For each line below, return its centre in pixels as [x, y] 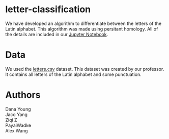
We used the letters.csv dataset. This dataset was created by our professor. [85, 69]
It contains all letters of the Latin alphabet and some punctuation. [73, 74]
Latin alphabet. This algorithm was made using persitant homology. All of [82, 29]
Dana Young [18, 109]
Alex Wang [17, 130]
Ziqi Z [11, 120]
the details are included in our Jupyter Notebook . [57, 34]
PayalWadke [18, 125]
